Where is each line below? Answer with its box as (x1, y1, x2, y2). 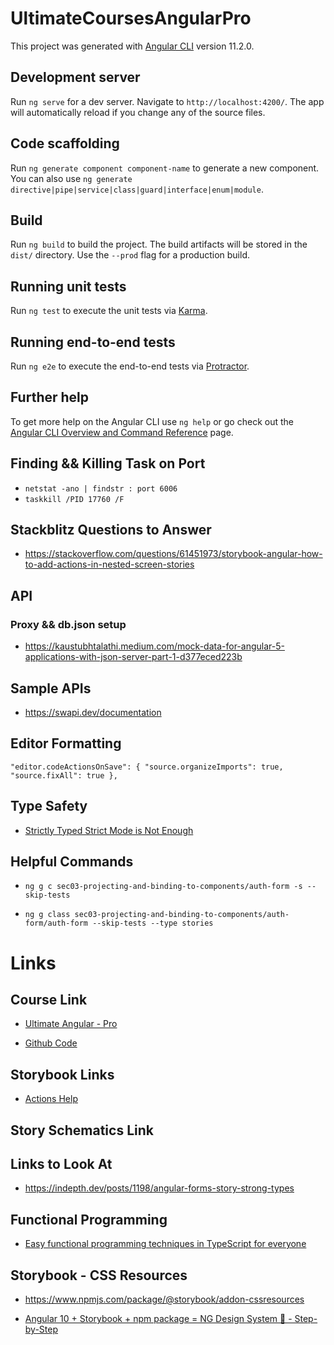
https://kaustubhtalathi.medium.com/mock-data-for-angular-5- (24, 640, 285, 652)
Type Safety (10, 798, 88, 815)
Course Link (10, 991, 88, 1008)
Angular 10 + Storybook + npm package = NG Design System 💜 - (24, 1313, 293, 1325)
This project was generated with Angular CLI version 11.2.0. (10, 40, 255, 52)
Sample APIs (10, 680, 92, 697)
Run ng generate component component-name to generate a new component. (10, 162, 320, 174)
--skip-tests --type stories (92, 918, 214, 929)
